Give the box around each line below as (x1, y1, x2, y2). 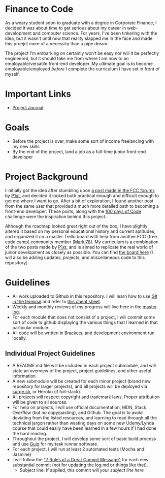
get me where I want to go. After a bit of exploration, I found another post (5, 198, 154, 204)
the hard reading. (12, 430, 48, 436)
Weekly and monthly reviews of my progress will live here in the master (12, 304, 157, 310)
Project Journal (12, 104, 43, 110)
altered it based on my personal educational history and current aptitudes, (5, 228, 156, 234)
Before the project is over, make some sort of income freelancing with (12, 138, 154, 144)
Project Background (5, 171, 88, 182)
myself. (5, 71, 20, 77)
